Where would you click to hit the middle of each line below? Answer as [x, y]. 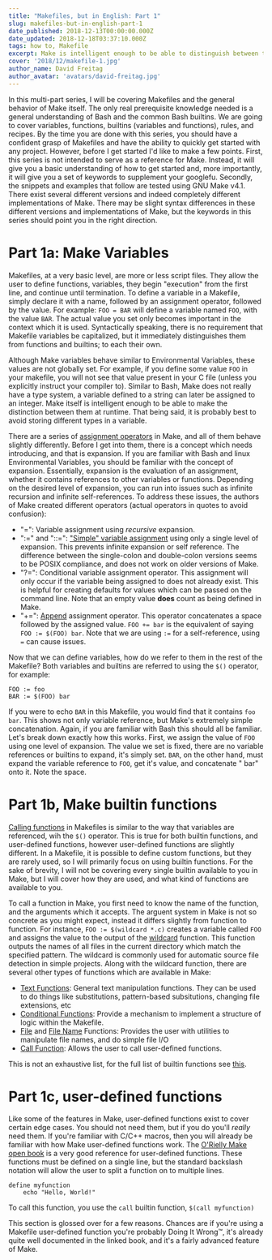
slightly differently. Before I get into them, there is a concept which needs [130, 445]
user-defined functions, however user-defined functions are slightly [121, 844]
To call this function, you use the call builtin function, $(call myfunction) [132, 1208]
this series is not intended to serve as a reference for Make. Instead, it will [132, 160]
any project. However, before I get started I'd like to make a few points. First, [136, 151]
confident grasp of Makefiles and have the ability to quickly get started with [134, 142]
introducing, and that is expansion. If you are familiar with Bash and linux [130, 453]
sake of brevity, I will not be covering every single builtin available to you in [133, 870]
